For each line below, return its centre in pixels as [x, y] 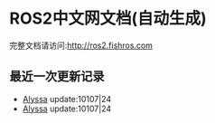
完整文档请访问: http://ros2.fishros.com [81, 45]
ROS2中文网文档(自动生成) [108, 19]
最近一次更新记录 [57, 76]
